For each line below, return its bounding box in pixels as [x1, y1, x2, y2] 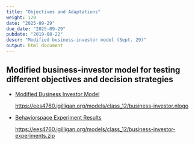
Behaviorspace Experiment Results [14, 114, 102, 121]
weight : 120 [6, 14, 36, 21]
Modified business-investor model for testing [6, 65, 181, 76]
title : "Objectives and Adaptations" [6, 8, 101, 15]
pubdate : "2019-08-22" [6, 31, 63, 37]
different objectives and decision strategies [6, 74, 173, 85]
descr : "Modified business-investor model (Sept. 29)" [6, 37, 147, 43]
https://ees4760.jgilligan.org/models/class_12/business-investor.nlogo [14, 102, 188, 109]
